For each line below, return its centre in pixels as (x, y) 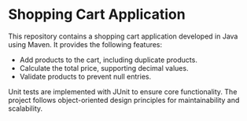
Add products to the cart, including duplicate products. (109, 60)
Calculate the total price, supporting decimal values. (104, 68)
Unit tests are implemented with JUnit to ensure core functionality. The (123, 91)
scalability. (26, 108)
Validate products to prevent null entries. (85, 76)
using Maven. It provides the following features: (85, 44)
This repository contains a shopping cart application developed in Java (123, 36)
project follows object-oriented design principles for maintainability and (124, 100)
